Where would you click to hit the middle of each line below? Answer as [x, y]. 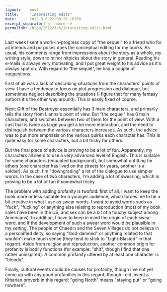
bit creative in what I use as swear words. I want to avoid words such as [79, 202]
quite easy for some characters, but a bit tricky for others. [64, 141]
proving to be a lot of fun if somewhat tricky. [50, 182]
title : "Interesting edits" [39, 14]
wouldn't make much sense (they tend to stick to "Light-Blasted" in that [78, 239]
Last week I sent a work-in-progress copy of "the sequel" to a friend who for [83, 42]
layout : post [22, 10]
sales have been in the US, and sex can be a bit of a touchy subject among [82, 212]
